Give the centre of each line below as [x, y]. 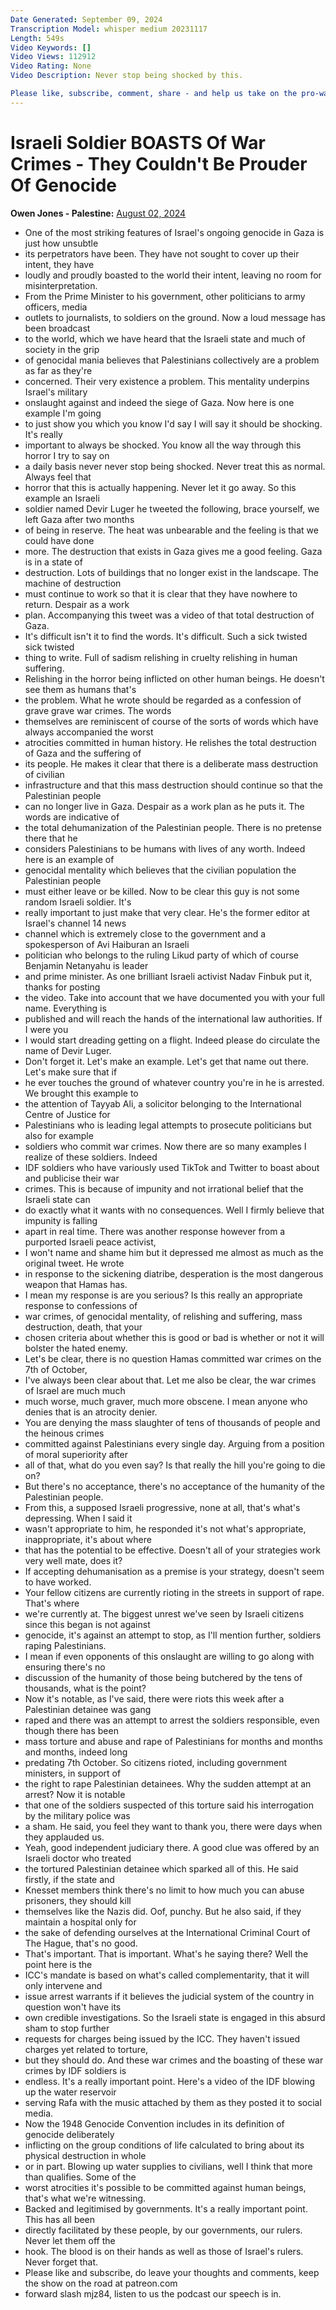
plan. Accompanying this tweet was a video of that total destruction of [169, 615]
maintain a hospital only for [80, 1922]
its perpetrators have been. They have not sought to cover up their [162, 253]
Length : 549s [37, 38]
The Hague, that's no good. [81, 1943]
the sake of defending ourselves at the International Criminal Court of [167, 1932]
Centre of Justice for [67, 1114]
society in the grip [62, 349]
